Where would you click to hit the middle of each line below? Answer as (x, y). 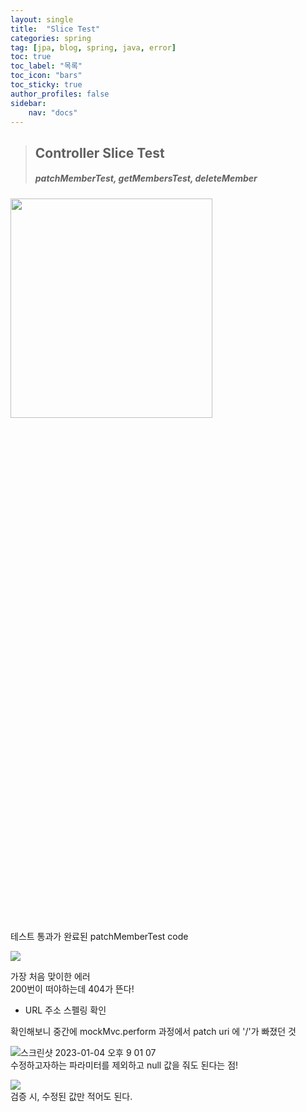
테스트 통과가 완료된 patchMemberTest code (99, 936)
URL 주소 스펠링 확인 (65, 1010)
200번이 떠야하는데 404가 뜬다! (72, 988)
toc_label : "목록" (46, 66)
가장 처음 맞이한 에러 (50, 976)
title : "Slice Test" (55, 29)
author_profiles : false (60, 94)
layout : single (42, 19)
